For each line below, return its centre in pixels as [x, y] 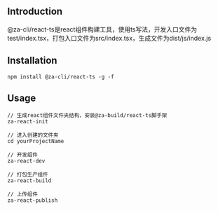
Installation [32, 61]
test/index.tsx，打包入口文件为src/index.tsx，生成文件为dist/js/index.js [109, 38]
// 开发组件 [23, 155]
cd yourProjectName [36, 142]
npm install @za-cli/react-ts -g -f [61, 76]
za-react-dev [26, 161]
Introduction [35, 12]
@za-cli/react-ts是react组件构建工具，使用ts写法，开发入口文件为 [102, 29]
